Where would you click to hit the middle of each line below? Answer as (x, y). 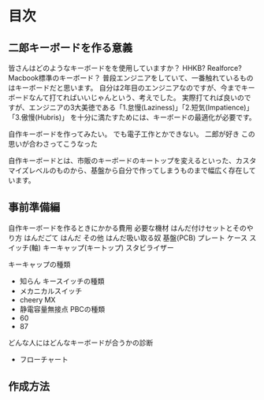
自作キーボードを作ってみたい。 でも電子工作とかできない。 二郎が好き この (132, 134)
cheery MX (37, 299)
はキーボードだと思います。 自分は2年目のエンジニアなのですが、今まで (125, 88)
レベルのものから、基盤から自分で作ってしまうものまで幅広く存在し (139, 170)
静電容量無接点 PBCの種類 (62, 309)
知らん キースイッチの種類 (62, 281)
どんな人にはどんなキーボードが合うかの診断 (81, 343)
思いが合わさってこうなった (53, 144)
